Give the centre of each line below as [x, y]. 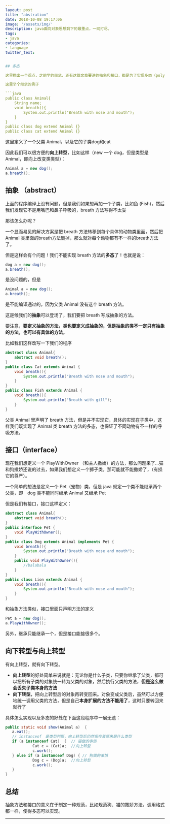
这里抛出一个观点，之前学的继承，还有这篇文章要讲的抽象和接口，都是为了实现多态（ [80, 75]
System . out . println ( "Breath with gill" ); [68, 400]
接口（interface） [33, 450]
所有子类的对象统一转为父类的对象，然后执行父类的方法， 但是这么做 [92, 681]
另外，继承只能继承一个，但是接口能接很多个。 [54, 633]
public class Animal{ [28, 99]
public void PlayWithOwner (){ [46, 561]
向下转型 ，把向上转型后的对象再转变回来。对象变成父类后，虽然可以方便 [88, 694]
